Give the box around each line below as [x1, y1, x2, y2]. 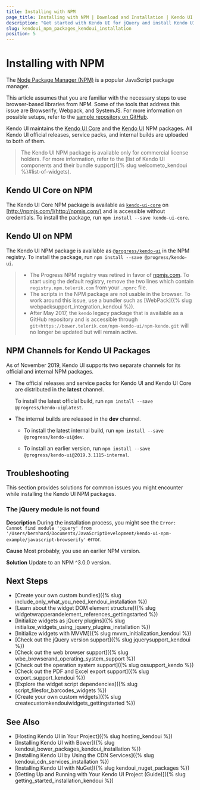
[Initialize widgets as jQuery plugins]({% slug [14, 617, 125, 624]
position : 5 [6, 31, 36, 37]
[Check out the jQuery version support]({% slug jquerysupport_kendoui [14, 636, 190, 643]
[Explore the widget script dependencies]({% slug [14, 681, 138, 688]
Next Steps [6, 576, 48, 586]
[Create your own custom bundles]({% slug [14, 592, 122, 599]
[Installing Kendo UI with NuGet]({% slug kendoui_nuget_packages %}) [14, 764, 190, 772]
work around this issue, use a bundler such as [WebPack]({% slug [29, 297, 192, 304]
